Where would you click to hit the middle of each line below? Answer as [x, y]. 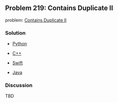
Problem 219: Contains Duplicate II [59, 8]
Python [20, 44]
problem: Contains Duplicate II [36, 20]
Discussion [19, 85]
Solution [16, 33]
